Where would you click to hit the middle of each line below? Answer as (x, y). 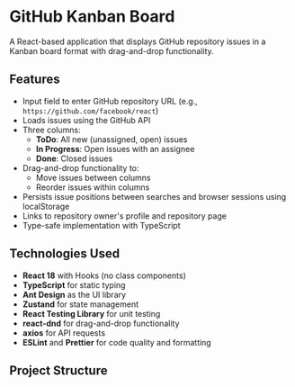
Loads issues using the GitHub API (86, 120)
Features (35, 80)
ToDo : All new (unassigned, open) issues (112, 139)
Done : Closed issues (74, 158)
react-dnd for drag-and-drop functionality (101, 323)
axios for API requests (64, 333)
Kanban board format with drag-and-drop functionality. (112, 50)
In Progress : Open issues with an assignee (115, 148)
